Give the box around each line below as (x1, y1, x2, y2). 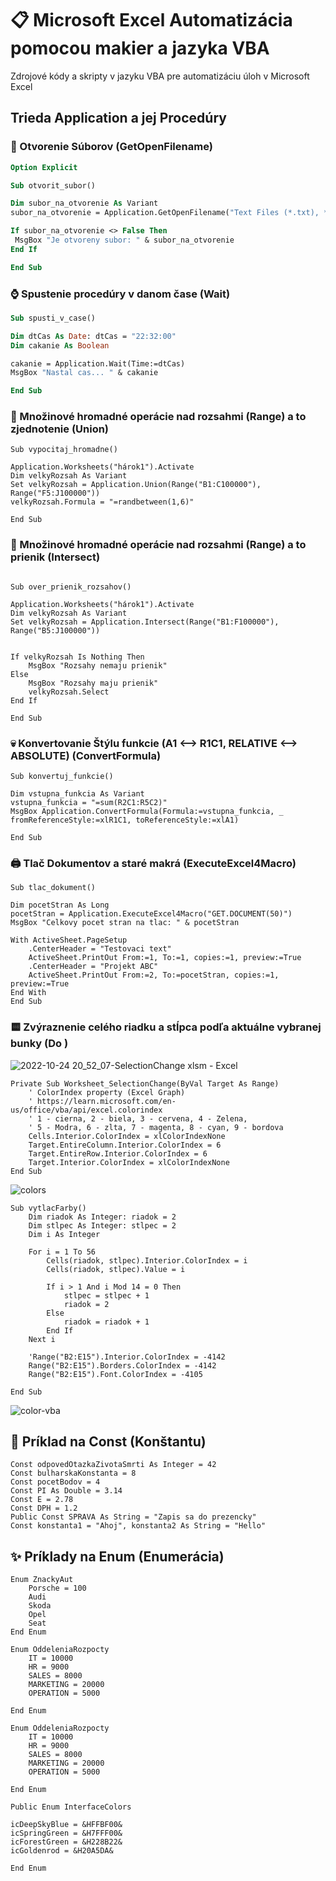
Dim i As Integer (28, 1229, 101, 1239)
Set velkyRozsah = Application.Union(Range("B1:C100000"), (10, 480, 262, 490)
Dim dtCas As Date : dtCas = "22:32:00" (10, 331, 177, 341)
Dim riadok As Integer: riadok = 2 (28, 1212, 177, 1222)
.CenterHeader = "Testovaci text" (28, 944, 172, 954)
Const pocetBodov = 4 (10, 1477, 101, 1487)
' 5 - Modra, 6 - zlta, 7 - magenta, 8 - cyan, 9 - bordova (28, 1122, 284, 1132)
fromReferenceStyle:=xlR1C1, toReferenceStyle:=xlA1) (10, 815, 240, 826)
